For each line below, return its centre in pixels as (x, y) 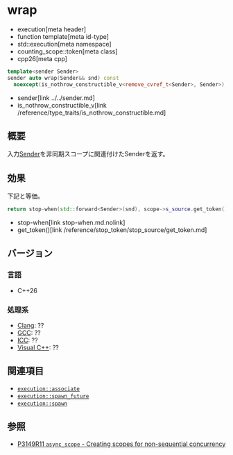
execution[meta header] (52, 29)
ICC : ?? (27, 340)
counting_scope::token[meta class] (67, 51)
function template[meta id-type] (63, 36)
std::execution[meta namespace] (64, 44)
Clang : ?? (31, 326)
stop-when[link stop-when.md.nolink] (71, 223)
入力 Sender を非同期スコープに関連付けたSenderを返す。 (88, 154)
